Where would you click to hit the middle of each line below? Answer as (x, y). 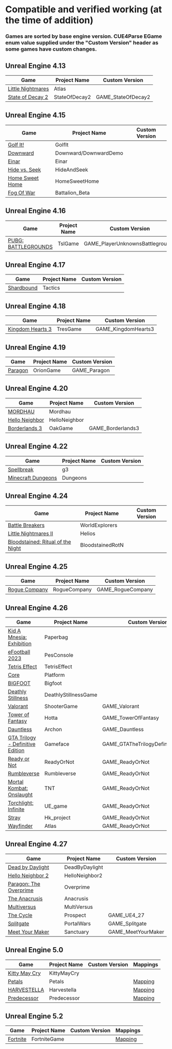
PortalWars (78, 924)
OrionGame (47, 370)
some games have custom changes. (51, 49)
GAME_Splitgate (127, 924)
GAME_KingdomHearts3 (125, 329)
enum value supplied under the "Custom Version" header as (82, 43)
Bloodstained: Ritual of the (39, 542)
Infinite (16, 809)
